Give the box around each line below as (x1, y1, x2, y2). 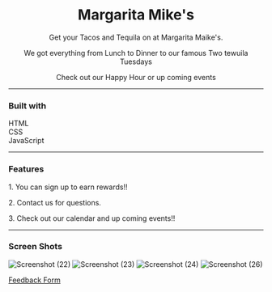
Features (8, 163, 45, 175)
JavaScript (8, 136, 45, 146)
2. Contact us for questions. (8, 197, 101, 207)
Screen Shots (8, 241, 63, 252)
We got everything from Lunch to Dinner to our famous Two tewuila (23, 48, 249, 57)
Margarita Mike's (78, 6, 194, 24)
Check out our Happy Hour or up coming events (56, 72, 216, 82)
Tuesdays (120, 57, 152, 66)
